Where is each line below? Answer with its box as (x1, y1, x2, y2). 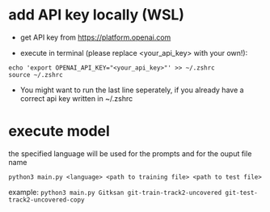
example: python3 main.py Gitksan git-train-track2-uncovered (8, 187, 222, 197)
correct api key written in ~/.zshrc (19, 93, 133, 103)
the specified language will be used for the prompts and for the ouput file (8, 148, 252, 159)
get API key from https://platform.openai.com (19, 32, 171, 42)
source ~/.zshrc (8, 70, 63, 78)
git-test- (225, 189, 259, 197)
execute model (8, 122, 111, 141)
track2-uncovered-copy (8, 196, 85, 204)
